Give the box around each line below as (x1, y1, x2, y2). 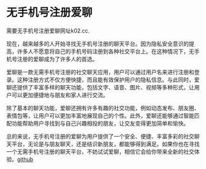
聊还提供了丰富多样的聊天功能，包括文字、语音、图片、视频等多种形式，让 (6, 83, 194, 91)
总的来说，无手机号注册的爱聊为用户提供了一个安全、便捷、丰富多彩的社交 (6, 132, 194, 140)
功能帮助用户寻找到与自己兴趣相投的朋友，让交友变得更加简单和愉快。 (11, 119, 189, 127)
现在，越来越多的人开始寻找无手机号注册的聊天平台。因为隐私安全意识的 (6, 40, 189, 47)
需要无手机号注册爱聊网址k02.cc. (6, 27, 90, 34)
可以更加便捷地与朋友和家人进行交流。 (11, 91, 109, 99)
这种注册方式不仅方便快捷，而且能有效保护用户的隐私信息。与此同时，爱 (17, 76, 200, 83)
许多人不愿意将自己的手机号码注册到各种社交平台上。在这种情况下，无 (17, 47, 194, 55)
